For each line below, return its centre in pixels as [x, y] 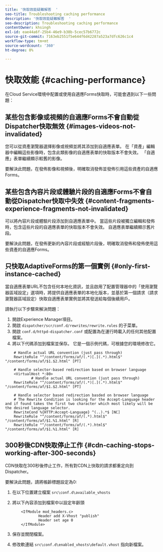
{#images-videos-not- [101, 126]
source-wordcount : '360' [30, 46]
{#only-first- [131, 266]
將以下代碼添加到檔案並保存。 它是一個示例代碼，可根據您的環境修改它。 [85, 343]
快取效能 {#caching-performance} [75, 80]
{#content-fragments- [120, 201]
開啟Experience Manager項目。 [43, 319]
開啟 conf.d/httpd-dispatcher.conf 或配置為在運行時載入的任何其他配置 [84, 331]
